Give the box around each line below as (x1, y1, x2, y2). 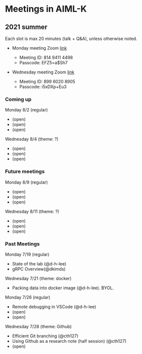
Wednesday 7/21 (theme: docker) (5, 275, 72, 281)
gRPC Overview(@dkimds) (12, 266, 66, 272)
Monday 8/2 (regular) (5, 107, 48, 113)
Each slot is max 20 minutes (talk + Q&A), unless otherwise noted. (5, 36, 138, 41)
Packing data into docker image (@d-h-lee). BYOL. (12, 285, 114, 291)
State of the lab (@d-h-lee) (12, 261, 67, 266)
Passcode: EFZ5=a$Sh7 (19, 60, 68, 65)
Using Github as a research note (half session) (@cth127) (12, 338, 126, 344)
